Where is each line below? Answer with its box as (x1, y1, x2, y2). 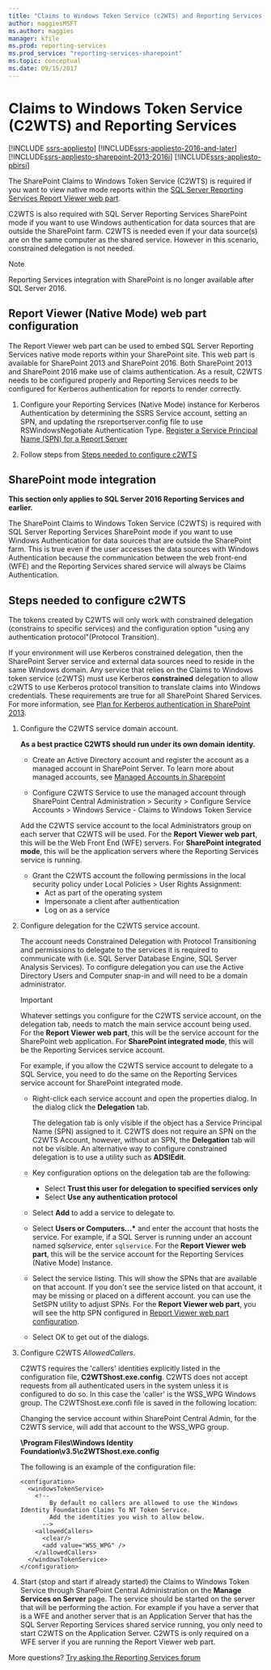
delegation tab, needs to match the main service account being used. (19, 1020, 252, 1029)
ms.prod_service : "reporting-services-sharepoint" (8, 49, 183, 57)
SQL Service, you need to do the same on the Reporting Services (19, 1069, 238, 1080)
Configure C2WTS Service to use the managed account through (32, 788, 247, 797)
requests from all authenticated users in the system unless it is (19, 1380, 229, 1391)
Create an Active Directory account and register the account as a (32, 755, 249, 765)
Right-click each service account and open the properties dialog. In (32, 1093, 257, 1104)
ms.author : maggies (8, 27, 74, 35)
